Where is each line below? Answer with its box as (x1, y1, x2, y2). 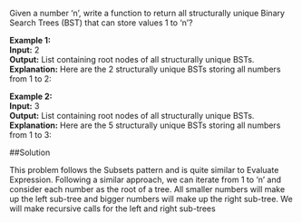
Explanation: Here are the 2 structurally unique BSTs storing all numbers (9, 63, 281, 74)
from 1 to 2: (9, 73, 52, 84)
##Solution (9, 147, 51, 158)
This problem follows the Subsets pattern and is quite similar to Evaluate (9, 165, 279, 175)
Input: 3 (9, 101, 40, 111)
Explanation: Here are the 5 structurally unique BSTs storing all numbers (9, 120, 281, 131)
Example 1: (9, 35, 52, 45)
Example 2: (9, 91, 53, 102)
